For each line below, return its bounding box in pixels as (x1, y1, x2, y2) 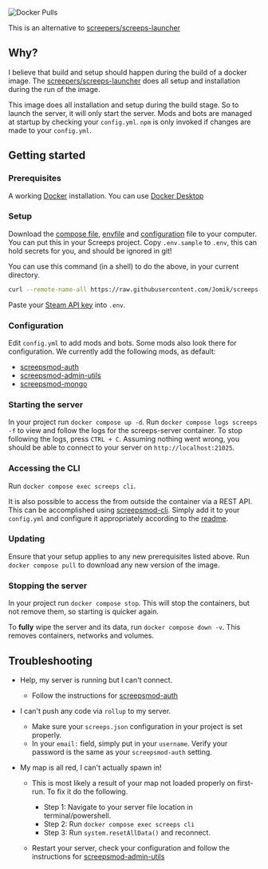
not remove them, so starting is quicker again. (8, 607, 160, 616)
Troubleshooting (8, 654, 93, 667)
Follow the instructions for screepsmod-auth (31, 691, 178, 700)
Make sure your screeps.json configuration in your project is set (31, 721, 243, 731)
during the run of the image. (8, 84, 100, 94)
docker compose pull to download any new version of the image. (8, 560, 220, 570)
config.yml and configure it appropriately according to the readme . (8, 513, 229, 523)
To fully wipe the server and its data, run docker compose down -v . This (8, 623, 241, 632)
